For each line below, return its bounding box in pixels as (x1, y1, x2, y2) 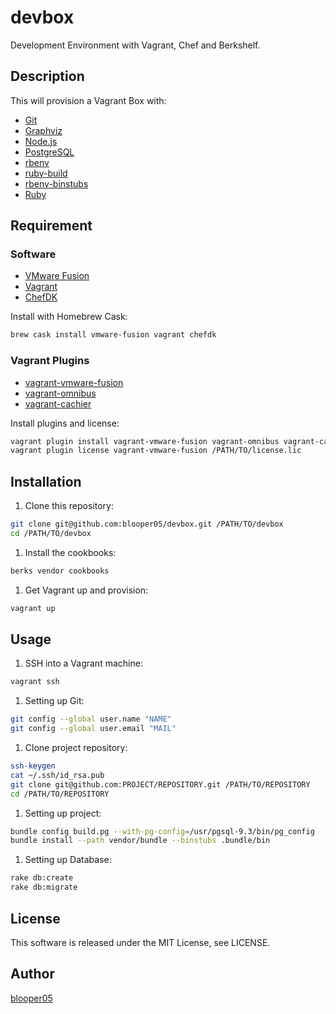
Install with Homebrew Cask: (10, 311, 128, 323)
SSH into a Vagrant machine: (24, 657, 143, 670)
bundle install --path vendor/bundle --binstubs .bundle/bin (10, 836, 271, 846)
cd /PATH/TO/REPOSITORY (10, 789, 110, 799)
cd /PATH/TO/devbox (10, 529, 92, 539)
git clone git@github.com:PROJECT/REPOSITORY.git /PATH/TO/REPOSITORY (10, 779, 311, 790)
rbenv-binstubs (24, 177, 89, 190)
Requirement (10, 217, 93, 235)
